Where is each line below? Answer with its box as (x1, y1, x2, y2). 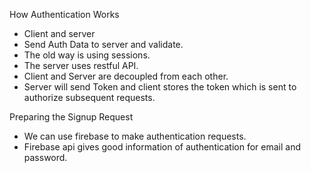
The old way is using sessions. (23, 49, 151, 61)
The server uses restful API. (23, 60, 139, 71)
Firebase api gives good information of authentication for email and (23, 141, 302, 153)
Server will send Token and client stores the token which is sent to (23, 81, 297, 93)
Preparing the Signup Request (9, 111, 134, 123)
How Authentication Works (9, 9, 120, 20)
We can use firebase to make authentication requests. (23, 130, 247, 142)
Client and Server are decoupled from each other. (23, 70, 229, 82)
